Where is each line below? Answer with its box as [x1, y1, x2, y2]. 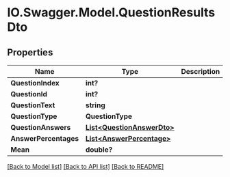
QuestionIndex [10, 79, 60, 87]
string [85, 100, 105, 110]
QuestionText [10, 100, 55, 110]
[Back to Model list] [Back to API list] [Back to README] [7, 163, 164, 170]
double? [85, 145, 113, 154]
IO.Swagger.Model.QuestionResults [7, 5, 216, 21]
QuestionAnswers [10, 123, 71, 132]
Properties [7, 46, 53, 58]
